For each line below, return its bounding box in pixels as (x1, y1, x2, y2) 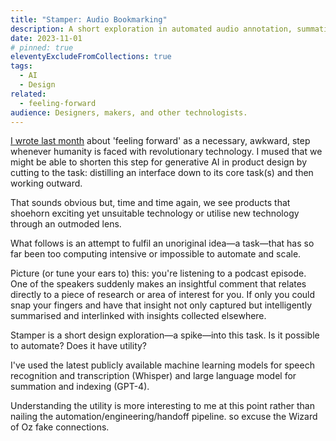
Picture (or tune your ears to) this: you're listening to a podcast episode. (10, 267, 307, 280)
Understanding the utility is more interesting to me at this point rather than (10, 400, 315, 412)
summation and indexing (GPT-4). (10, 381, 150, 393)
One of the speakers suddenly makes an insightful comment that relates (10, 278, 307, 290)
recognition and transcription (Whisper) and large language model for (10, 370, 297, 382)
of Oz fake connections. (10, 421, 110, 433)
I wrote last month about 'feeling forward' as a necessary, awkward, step (10, 135, 311, 147)
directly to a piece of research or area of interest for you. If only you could (10, 289, 316, 301)
